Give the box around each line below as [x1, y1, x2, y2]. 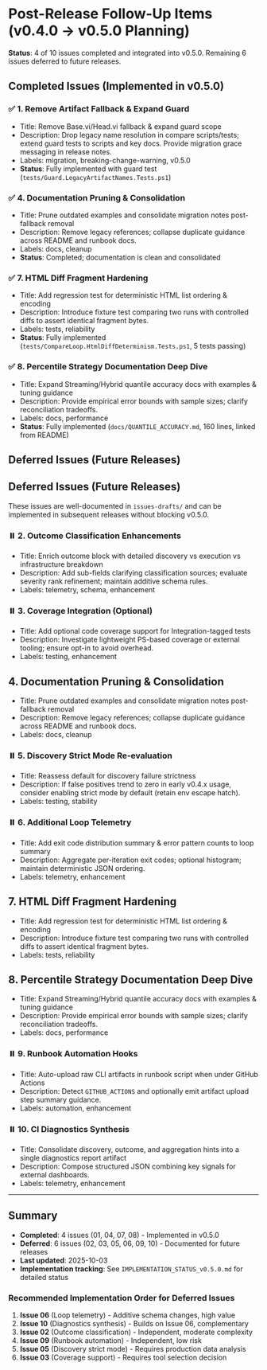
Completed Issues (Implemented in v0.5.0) [8, 80, 225, 93]
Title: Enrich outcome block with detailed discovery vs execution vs [19, 551, 241, 561]
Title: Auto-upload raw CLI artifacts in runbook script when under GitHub [19, 1069, 258, 1079]
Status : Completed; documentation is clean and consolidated [19, 252, 221, 262]
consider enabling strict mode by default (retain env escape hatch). [19, 788, 241, 798]
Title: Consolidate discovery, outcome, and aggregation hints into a [19, 1144, 240, 1154]
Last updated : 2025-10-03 [19, 1255, 108, 1265]
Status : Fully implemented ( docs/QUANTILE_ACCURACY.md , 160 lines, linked [19, 421, 256, 431]
